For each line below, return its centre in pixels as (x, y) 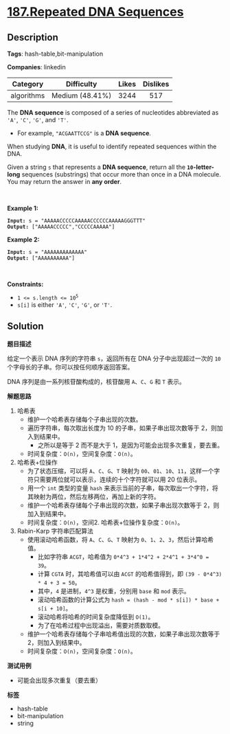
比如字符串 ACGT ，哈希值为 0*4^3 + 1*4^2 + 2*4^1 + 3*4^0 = (123, 556)
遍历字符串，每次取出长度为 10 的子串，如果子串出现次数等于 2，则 (122, 428)
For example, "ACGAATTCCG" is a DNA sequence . (84, 133)
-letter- (204, 167)
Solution (25, 326)
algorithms (28, 95)
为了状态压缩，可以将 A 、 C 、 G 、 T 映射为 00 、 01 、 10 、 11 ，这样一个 (120, 470)
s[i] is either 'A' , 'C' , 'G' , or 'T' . (65, 305)
